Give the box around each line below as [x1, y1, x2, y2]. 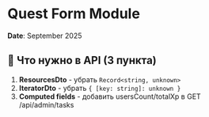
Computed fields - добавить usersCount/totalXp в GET [18, 92, 201, 101]
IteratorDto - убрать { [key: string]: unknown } [18, 83, 181, 92]
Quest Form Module [7, 5, 140, 23]
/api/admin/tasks [18, 100, 74, 109]
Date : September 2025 [7, 31, 82, 40]
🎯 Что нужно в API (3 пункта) [7, 54, 158, 67]
